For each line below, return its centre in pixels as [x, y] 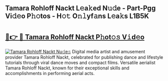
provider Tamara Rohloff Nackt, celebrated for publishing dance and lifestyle [84, 57]
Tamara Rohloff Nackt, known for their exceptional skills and [67, 68]
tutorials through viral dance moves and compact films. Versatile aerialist [80, 63]
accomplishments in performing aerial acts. [50, 73]
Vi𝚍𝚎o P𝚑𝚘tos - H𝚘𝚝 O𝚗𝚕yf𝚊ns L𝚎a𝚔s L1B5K [77, 16]
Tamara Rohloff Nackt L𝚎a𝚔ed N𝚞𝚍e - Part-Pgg [80, 8]
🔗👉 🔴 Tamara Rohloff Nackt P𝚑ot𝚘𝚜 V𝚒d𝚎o [75, 37]
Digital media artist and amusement [109, 52]
